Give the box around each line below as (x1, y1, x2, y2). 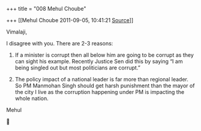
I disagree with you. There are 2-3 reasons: (6, 40, 113, 47)
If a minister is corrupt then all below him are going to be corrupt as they (14, 51, 194, 59)
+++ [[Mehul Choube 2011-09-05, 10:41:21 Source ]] (6, 17, 134, 23)
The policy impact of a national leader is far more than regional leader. (14, 76, 189, 83)
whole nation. (14, 95, 49, 102)
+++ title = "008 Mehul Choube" (6, 5, 86, 12)
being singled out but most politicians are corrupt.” (14, 64, 141, 71)
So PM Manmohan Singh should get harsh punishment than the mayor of (14, 82, 195, 89)
